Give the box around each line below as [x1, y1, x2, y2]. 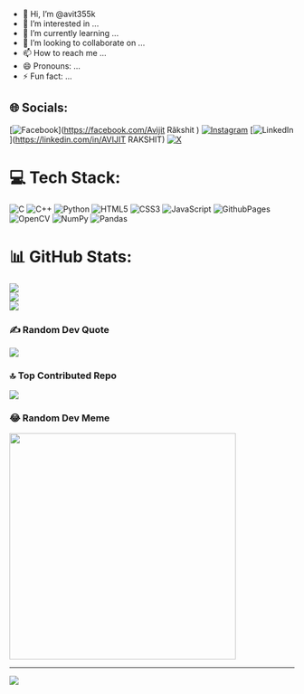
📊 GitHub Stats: [9, 246, 133, 267]
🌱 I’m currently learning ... [22, 28, 119, 38]
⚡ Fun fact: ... [22, 71, 72, 81]
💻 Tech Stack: [9, 167, 121, 187]
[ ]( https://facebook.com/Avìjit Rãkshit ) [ [9, 124, 253, 135]
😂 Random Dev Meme [9, 412, 110, 424]
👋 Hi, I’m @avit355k [22, 9, 96, 19]
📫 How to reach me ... [22, 48, 107, 58]
